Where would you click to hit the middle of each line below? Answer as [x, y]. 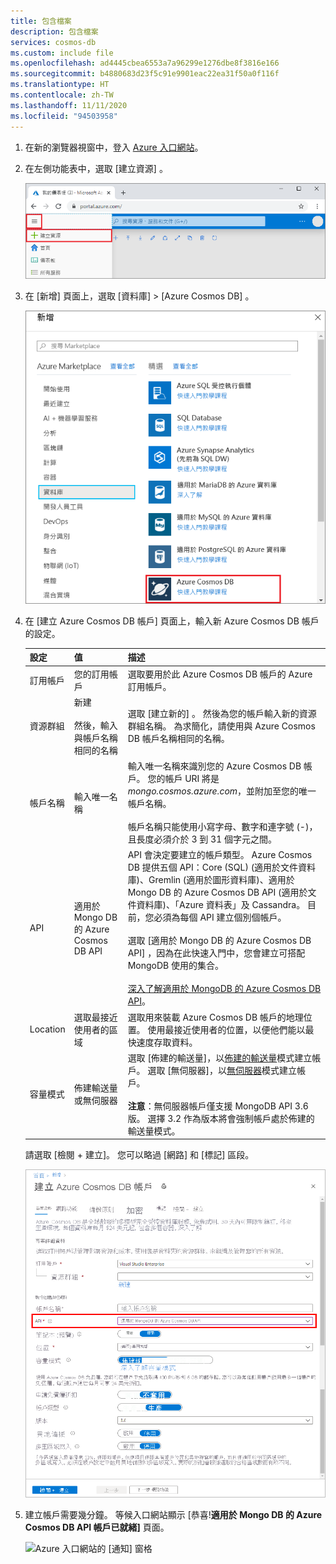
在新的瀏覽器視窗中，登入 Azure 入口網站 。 [114, 147]
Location [47, 1029]
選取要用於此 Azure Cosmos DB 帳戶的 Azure [220, 674]
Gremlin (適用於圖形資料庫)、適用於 [221, 880]
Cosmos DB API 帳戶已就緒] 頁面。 [97, 1527]
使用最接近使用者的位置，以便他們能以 [226, 1029]
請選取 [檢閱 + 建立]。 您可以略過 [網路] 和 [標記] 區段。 [139, 1155]
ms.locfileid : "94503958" [64, 116]
